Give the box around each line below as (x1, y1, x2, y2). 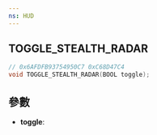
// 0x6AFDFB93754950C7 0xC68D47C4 (8, 63, 125, 71)
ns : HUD (8, 11, 35, 20)
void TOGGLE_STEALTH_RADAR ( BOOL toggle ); (8, 70, 151, 79)
